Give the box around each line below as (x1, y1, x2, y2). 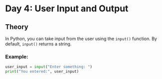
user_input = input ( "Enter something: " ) (5, 65, 93, 70)
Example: (5, 53, 28, 60)
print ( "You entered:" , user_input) (5, 69, 79, 74)
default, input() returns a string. (5, 41, 72, 47)
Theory (5, 23, 29, 31)
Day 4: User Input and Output (5, 3, 129, 14)
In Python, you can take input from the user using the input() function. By (5, 36, 157, 41)
